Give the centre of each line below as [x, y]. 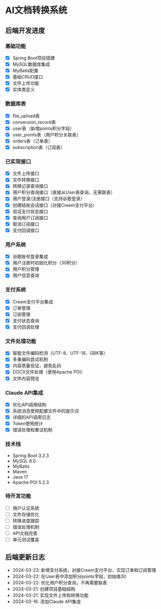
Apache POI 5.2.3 [31, 482]
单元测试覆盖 [26, 540]
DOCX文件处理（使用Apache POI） [49, 372]
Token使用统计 [28, 424]
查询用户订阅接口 [30, 217]
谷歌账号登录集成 [30, 257]
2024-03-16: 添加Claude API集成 [47, 601]
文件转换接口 [26, 180]
